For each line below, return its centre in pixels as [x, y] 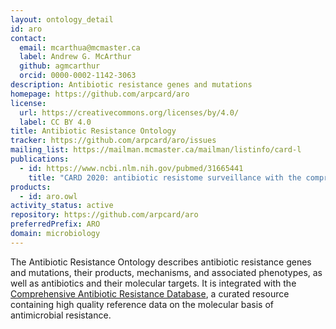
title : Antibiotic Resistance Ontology [93, 131]
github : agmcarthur [60, 66]
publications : [40, 159]
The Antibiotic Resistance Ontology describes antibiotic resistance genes [161, 262]
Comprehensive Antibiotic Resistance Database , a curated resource [150, 293]
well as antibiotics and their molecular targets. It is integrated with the [153, 283]
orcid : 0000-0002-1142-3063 [78, 76]
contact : [28, 38]
